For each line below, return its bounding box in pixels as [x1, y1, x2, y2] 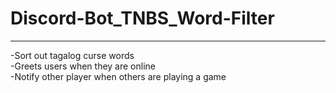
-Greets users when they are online [10, 60, 156, 72]
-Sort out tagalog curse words [10, 49, 135, 61]
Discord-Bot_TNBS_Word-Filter [10, 7, 275, 30]
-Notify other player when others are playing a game [10, 70, 227, 82]
